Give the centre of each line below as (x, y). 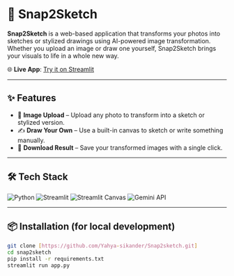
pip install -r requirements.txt (56, 259)
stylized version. (41, 122)
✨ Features (32, 98)
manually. (31, 140)
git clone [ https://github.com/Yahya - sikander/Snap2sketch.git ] (102, 246)
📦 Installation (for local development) (91, 226)
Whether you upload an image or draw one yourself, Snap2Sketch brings (112, 48)
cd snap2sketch (29, 253)
